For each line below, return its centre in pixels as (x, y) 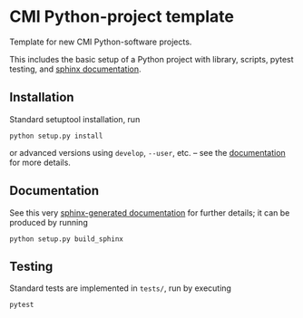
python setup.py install (56, 136)
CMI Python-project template (122, 17)
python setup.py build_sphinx (67, 239)
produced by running (49, 222)
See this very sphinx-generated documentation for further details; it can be (150, 212)
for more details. (40, 162)
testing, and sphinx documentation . (76, 69)
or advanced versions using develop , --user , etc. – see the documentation (147, 152)
